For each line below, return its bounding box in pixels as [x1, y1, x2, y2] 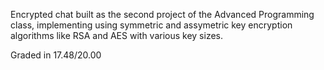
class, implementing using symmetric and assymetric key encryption [10, 19, 293, 31]
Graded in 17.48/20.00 [10, 49, 102, 61]
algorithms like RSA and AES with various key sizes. [10, 30, 224, 41]
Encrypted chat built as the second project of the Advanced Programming [10, 9, 315, 20]
